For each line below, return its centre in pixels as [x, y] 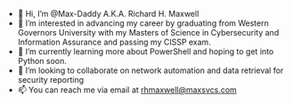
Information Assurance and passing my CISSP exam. [114, 42]
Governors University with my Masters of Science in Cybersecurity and [148, 32]
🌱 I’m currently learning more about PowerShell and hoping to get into [146, 52]
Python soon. [42, 61]
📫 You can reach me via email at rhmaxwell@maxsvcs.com [127, 90]
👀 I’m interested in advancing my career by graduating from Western [143, 23]
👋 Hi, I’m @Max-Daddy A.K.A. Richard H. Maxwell [108, 14]
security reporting [51, 80]
